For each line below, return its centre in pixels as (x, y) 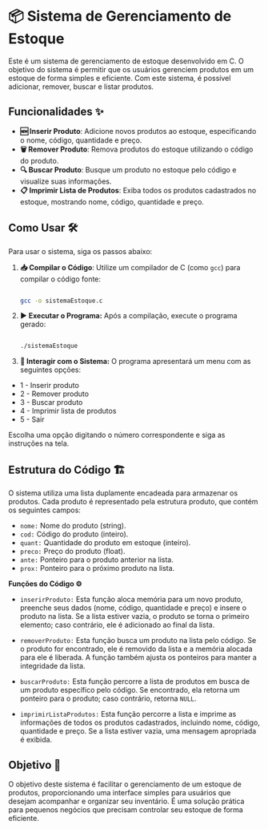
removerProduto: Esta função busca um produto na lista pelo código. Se (138, 641)
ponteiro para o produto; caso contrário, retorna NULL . (108, 698)
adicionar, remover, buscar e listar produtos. (81, 87)
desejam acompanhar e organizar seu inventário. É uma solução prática (126, 801)
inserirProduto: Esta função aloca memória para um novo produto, (131, 600)
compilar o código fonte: (60, 279)
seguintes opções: (50, 370)
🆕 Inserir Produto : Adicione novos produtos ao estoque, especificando (138, 131)
